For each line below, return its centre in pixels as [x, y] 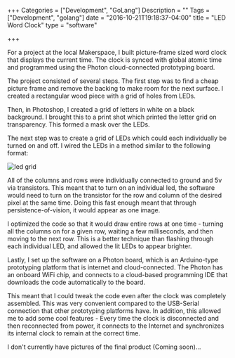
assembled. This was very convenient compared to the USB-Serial [103, 303]
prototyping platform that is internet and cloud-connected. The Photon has [115, 267]
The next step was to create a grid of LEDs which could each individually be [117, 138]
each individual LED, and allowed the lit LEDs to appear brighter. [100, 246]
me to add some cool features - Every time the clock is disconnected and [113, 318]
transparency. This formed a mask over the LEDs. [79, 124]
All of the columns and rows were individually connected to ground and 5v [115, 180]
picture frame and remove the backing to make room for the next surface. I [115, 88]
